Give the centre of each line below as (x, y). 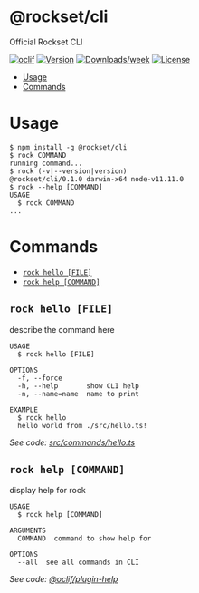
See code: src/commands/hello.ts (72, 442)
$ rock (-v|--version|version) (68, 171)
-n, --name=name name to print (79, 394)
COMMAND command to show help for (85, 539)
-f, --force (40, 378)
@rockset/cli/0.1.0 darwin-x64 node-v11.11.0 (96, 179)
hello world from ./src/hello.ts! (82, 425)
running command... (46, 163)
